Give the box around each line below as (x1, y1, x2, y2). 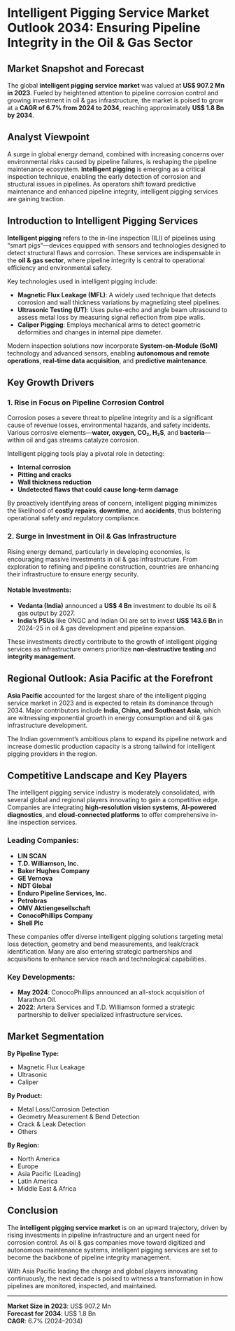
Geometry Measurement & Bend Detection (17, 1112, 140, 1121)
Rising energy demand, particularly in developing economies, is (7, 547, 190, 555)
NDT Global (17, 881, 52, 890)
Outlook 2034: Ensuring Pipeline (7, 20, 201, 36)
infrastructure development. (7, 721, 88, 729)
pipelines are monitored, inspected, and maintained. (7, 1281, 157, 1290)
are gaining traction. (7, 194, 65, 203)
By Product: (7, 1091, 43, 1100)
